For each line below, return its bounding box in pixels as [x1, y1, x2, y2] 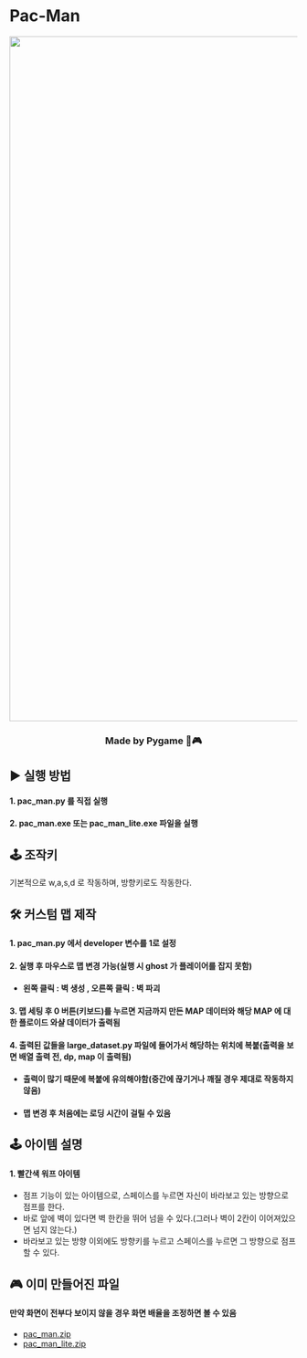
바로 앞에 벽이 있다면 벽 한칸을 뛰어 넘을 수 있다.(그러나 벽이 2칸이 [22, 1213, 258, 1224]
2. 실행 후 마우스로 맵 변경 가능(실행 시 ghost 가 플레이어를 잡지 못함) [9, 960, 253, 971]
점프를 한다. [22, 1202, 66, 1213]
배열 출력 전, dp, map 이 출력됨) [18, 1051, 132, 1062]
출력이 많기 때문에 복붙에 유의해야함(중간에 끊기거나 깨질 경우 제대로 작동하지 [22, 1074, 294, 1085]
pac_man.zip [22, 1328, 71, 1339]
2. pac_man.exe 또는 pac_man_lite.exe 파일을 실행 [9, 818, 198, 829]
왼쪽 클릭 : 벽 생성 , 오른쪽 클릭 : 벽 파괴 [22, 983, 161, 994]
